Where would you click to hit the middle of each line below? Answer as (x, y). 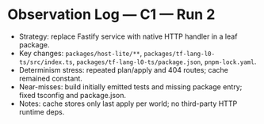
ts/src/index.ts (46, 62)
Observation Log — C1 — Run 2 (111, 15)
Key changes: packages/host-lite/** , (80, 53)
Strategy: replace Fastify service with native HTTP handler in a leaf (128, 36)
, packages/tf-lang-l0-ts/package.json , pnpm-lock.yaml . (165, 62)
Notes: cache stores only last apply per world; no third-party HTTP (128, 103)
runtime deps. (42, 111)
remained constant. (50, 78)
